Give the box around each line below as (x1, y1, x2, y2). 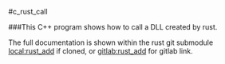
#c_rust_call (8, 7, 48, 16)
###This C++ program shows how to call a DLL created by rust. (8, 22, 218, 31)
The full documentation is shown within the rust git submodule (8, 38, 214, 47)
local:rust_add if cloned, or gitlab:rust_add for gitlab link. (8, 46, 193, 55)
